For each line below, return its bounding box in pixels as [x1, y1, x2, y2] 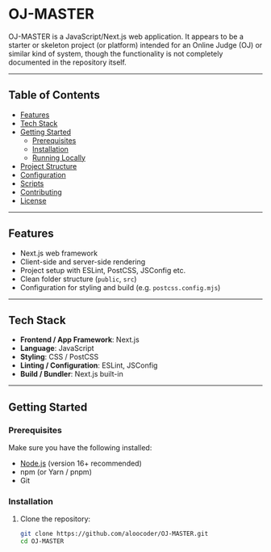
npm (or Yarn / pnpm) [19, 467, 93, 477]
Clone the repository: [19, 514, 91, 524]
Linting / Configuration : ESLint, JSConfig [19, 360, 158, 370]
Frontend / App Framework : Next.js [19, 335, 140, 344]
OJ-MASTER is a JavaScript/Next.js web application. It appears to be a [8, 32, 244, 41]
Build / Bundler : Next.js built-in [19, 369, 123, 379]
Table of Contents [8, 88, 101, 102]
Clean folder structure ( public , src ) [19, 274, 137, 284]
